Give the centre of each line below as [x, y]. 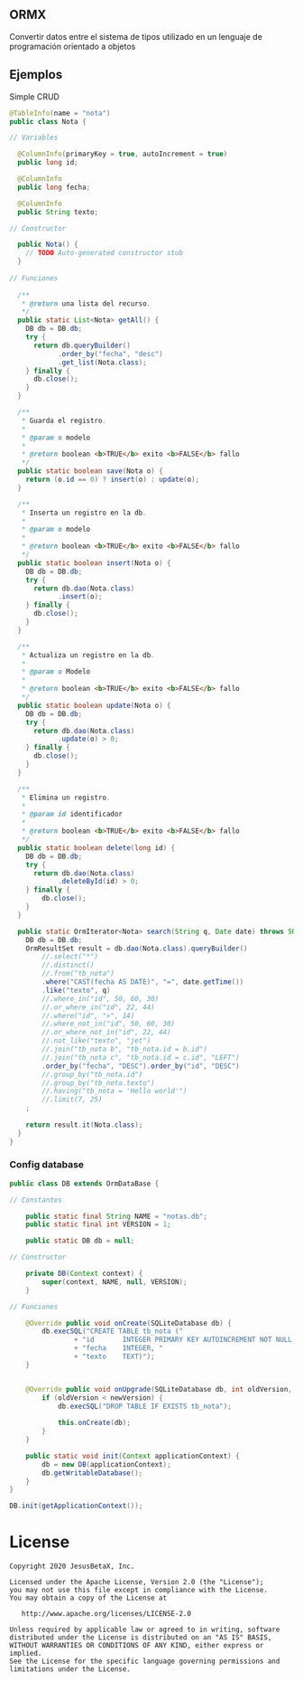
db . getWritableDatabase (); [92, 1473]
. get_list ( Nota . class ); [102, 362]
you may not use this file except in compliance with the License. [139, 1591]
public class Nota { [48, 121]
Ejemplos [36, 75]
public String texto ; [58, 212]
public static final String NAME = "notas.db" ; [116, 1216]
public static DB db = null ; [80, 1241]
